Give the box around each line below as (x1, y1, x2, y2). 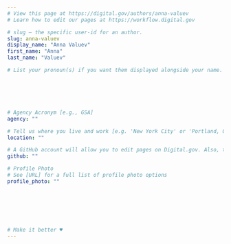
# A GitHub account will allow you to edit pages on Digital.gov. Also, (7, 147, 220, 154)
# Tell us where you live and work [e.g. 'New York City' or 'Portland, (7, 127, 220, 134)
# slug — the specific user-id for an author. (7, 29, 143, 36)
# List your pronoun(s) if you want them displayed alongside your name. (7, 66, 223, 73)
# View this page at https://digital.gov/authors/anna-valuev (7, 10, 189, 17)
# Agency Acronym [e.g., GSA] (7, 109, 94, 116)
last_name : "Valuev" (7, 54, 67, 62)
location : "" (7, 134, 45, 141)
